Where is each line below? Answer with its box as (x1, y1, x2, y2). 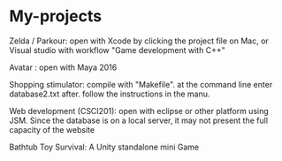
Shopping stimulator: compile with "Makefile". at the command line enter (9, 79, 273, 89)
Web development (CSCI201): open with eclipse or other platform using (9, 105, 270, 116)
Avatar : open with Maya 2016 (9, 62, 118, 73)
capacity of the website (9, 124, 95, 134)
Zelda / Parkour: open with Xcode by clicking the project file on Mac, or (9, 35, 270, 46)
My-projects (9, 6, 103, 27)
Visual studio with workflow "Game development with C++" (9, 44, 225, 55)
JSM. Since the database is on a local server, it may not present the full (9, 115, 268, 126)
